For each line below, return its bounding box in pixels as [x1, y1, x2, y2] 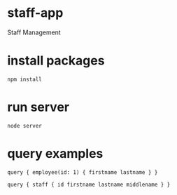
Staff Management [7, 28, 61, 36]
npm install [7, 76, 42, 83]
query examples [7, 146, 104, 161]
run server [7, 100, 70, 115]
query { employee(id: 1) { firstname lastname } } [7, 168, 158, 176]
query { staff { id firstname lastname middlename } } [7, 181, 171, 188]
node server [7, 122, 42, 129]
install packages [7, 53, 105, 69]
